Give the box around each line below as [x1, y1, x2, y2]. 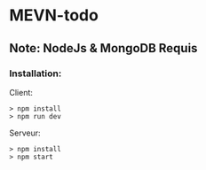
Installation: [9, 67, 62, 80]
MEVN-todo [9, 5, 99, 26]
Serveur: [9, 127, 41, 138]
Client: [9, 87, 34, 97]
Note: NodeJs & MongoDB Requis [9, 41, 198, 56]
